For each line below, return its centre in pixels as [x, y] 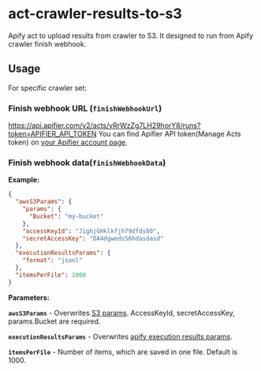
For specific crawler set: [47, 88]
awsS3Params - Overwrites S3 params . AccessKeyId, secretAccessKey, [121, 313]
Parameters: [29, 298]
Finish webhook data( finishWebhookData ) [87, 163]
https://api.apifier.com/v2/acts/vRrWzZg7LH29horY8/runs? [104, 126]
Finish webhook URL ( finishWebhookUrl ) [85, 108]
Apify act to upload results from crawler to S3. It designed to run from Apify [131, 36]
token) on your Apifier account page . [68, 142]
